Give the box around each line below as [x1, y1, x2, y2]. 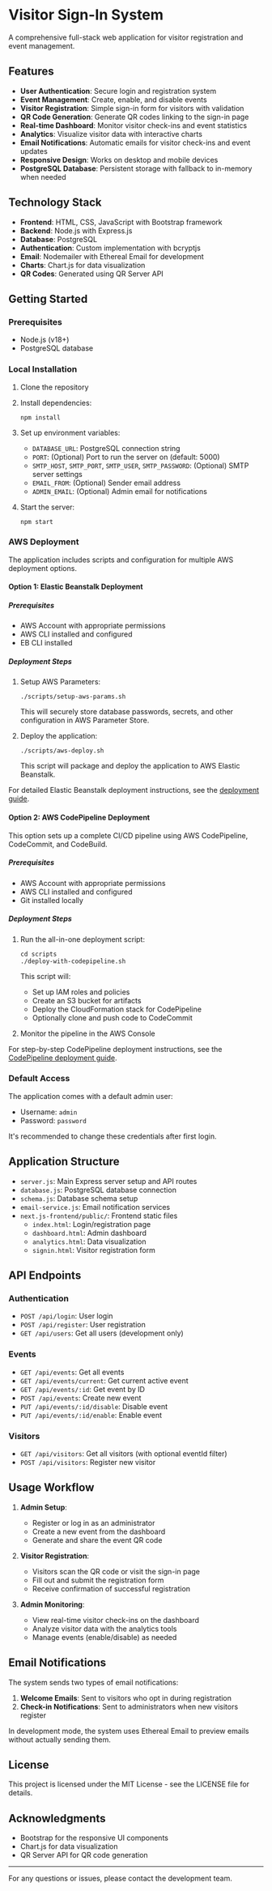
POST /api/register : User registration [19, 1320, 146, 1330]
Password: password [19, 1115, 87, 1125]
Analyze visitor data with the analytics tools [32, 1624, 177, 1633]
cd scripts [19, 950, 57, 958]
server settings [32, 469, 83, 479]
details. [8, 1788, 33, 1798]
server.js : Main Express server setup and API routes [19, 1176, 198, 1186]
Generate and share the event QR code [32, 1535, 163, 1544]
